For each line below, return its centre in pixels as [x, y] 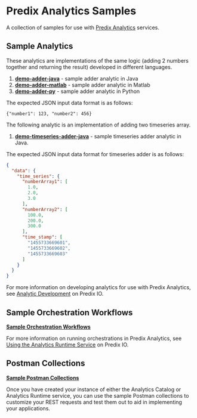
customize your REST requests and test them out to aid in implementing [94, 402]
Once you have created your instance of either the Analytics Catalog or [94, 389]
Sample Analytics [40, 46]
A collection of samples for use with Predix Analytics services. [83, 27]
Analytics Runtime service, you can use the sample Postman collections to [98, 395]
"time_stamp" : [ [42, 237]
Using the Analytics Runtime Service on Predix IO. [67, 345]
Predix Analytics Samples [71, 11]
